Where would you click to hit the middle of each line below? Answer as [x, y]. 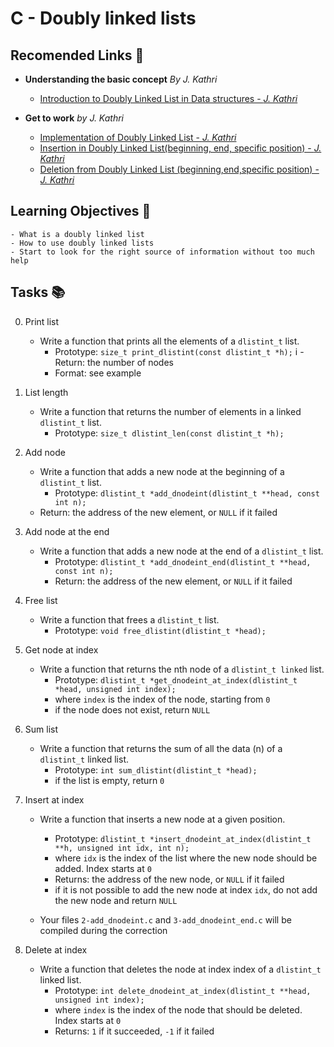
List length [46, 392]
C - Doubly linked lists [103, 18]
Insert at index [54, 799]
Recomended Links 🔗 [77, 55]
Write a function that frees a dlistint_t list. [129, 619]
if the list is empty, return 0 [109, 780]
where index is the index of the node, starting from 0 [162, 699]
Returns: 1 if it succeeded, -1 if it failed [134, 1031]
